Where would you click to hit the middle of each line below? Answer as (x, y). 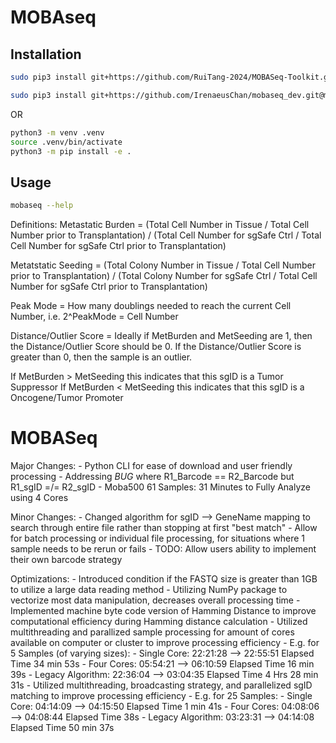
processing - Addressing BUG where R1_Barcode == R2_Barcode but (152, 476)
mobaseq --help (42, 206)
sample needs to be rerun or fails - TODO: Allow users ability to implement (163, 549)
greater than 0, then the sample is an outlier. (101, 357)
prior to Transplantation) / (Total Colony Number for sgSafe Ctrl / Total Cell (164, 276)
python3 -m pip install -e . (71, 151)
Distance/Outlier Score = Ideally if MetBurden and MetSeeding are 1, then (161, 336)
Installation (46, 54)
